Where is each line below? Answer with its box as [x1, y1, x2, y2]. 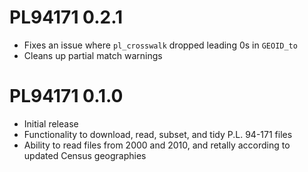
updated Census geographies [23, 149, 147, 161]
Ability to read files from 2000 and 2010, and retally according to [23, 139, 291, 151]
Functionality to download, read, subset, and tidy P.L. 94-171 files [23, 128, 293, 140]
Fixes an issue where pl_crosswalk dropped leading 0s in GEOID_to [23, 39, 298, 51]
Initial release [23, 117, 79, 130]
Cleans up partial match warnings [23, 49, 163, 61]
